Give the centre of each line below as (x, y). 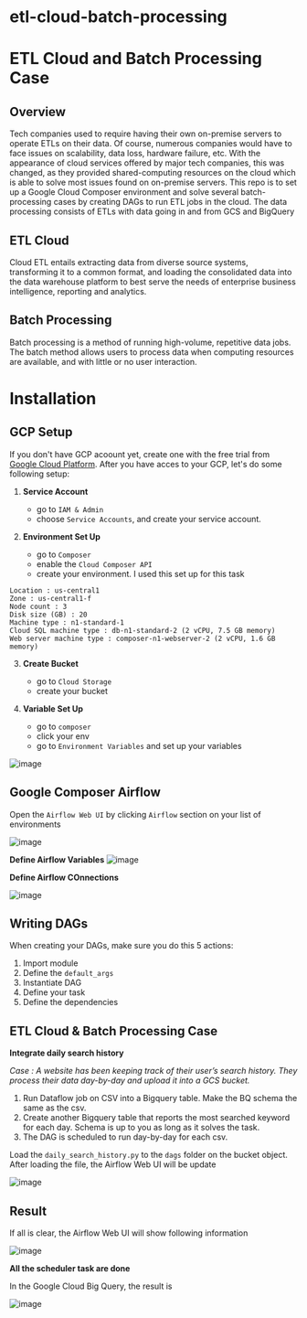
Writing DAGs (49, 924)
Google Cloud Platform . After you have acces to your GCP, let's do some (146, 464)
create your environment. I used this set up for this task (140, 573)
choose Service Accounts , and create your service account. (149, 519)
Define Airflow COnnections (64, 877)
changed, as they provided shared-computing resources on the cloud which (153, 173)
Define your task (54, 992)
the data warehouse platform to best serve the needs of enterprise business (153, 282)
